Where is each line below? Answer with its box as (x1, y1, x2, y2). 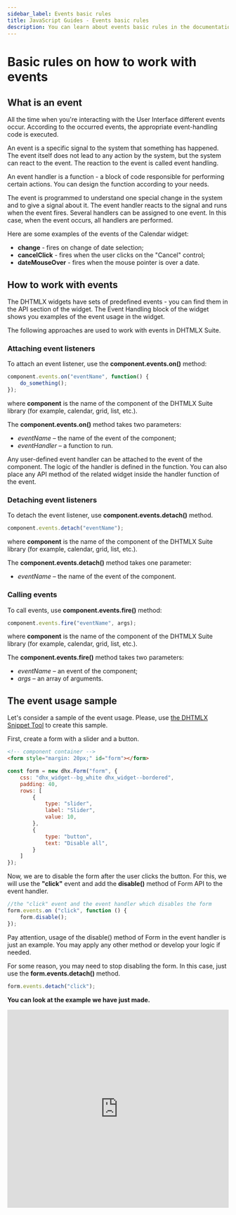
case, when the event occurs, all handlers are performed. (7, 216, 173, 225)
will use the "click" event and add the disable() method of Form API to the (7, 880, 223, 888)
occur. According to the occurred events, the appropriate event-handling (7, 123, 218, 131)
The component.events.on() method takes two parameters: (7, 420, 181, 429)
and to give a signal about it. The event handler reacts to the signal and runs (7, 201, 228, 210)
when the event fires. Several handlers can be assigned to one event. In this (7, 208, 227, 217)
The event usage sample (7, 694, 117, 706)
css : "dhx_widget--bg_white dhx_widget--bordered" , (20, 774, 174, 781)
